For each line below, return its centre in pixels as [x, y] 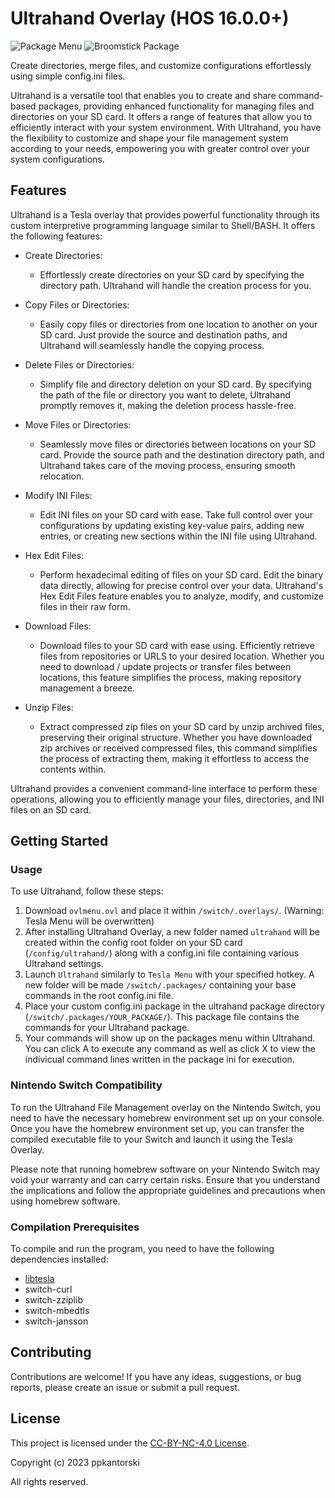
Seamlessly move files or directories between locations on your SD [178, 444]
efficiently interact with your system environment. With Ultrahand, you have [166, 127]
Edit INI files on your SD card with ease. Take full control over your [176, 514]
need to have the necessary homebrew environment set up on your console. [167, 1118]
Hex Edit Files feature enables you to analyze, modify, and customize [182, 596]
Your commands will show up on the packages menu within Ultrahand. [170, 1038]
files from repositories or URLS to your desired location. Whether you [182, 656]
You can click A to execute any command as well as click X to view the [170, 1049]
